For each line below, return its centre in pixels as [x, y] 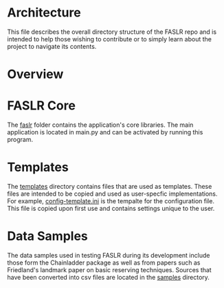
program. [20, 140]
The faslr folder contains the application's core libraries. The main [100, 125]
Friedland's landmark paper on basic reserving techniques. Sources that [109, 269]
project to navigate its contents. [52, 46]
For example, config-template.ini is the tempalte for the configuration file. [111, 201]
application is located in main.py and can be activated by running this [105, 132]
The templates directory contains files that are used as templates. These [110, 186]
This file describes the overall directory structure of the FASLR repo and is [112, 32]
